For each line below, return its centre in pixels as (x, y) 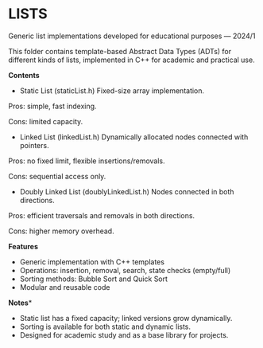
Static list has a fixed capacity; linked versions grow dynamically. (126, 318)
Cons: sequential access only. (57, 176)
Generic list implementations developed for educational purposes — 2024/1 (132, 36)
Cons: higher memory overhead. (61, 231)
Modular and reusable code (65, 287)
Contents (24, 75)
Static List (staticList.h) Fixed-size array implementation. (112, 90)
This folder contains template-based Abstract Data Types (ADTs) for (120, 51)
